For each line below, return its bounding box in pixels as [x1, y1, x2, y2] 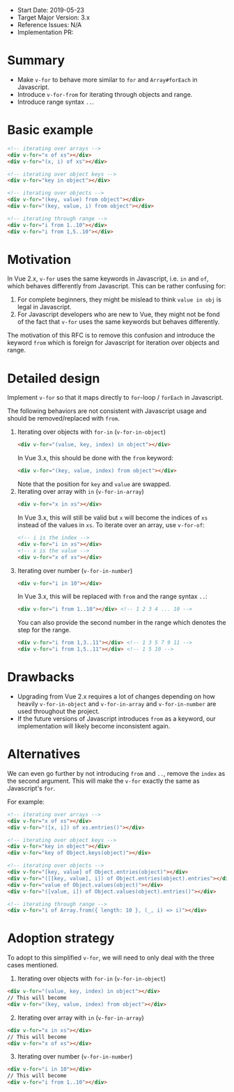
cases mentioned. [7, 961, 58, 969]
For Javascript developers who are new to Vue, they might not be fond [17, 310, 220, 319]
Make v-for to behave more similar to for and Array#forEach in [17, 75, 198, 84]
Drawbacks [7, 669, 75, 685]
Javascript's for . [7, 783, 56, 793]
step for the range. [17, 626, 71, 634]
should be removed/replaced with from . [7, 414, 120, 423]
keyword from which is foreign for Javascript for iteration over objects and [7, 338, 219, 347]
